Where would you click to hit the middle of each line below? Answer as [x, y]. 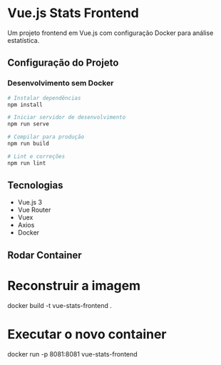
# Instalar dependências [44, 98]
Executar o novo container [87, 334]
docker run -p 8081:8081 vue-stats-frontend [72, 354]
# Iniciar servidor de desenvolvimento [67, 118]
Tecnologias [35, 186]
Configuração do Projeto [63, 63]
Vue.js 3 [30, 202]
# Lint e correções [36, 156]
